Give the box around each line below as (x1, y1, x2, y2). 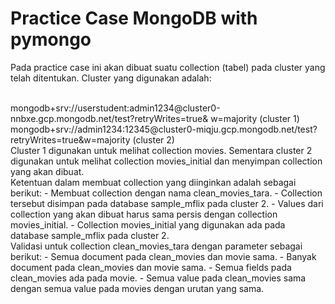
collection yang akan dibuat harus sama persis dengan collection (10, 208, 278, 220)
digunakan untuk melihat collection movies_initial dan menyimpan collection (10, 155, 323, 167)
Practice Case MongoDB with (10, 7, 258, 30)
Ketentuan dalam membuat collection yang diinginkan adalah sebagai (10, 176, 297, 188)
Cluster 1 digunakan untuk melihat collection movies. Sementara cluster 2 (10, 144, 313, 156)
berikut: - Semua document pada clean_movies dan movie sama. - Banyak (10, 250, 317, 262)
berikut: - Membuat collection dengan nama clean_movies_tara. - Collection (10, 187, 323, 199)
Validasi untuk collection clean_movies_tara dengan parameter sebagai (10, 240, 303, 252)
